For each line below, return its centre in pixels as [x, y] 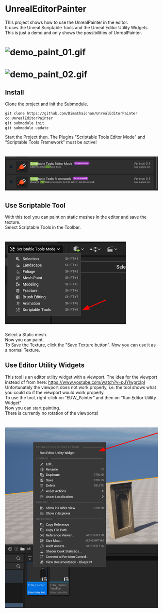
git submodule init [25, 123]
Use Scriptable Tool [35, 205]
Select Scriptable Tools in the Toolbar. [43, 227]
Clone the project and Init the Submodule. [47, 104]
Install [15, 92]
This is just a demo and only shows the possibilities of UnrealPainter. [73, 32]
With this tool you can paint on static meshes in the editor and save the [76, 217]
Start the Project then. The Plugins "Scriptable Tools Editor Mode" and [75, 137]
